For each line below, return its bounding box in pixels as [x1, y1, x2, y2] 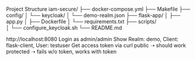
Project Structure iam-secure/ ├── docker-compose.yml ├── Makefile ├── [6, 6, 191, 12]
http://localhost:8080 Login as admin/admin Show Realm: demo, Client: [6, 36, 179, 42]
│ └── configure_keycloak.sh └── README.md [6, 24, 122, 31]
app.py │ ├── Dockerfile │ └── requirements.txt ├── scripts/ [6, 18, 157, 25]
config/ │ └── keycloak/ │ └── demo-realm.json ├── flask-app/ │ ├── [6, 12, 181, 19]
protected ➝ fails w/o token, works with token [6, 48, 117, 55]
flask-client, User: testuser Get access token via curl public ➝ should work [6, 42, 186, 49]
